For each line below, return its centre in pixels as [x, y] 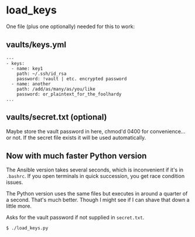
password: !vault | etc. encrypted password [72, 79]
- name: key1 [27, 68]
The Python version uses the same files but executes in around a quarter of [97, 194]
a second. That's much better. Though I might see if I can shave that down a [98, 200]
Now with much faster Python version [76, 156]
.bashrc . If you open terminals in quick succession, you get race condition [95, 176]
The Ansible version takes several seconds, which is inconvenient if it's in [95, 170]
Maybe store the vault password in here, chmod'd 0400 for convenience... [96, 131]
